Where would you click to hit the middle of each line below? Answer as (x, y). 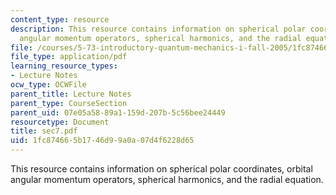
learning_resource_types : (64, 66)
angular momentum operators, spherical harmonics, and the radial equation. (167, 179)
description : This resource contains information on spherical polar (158, 29)
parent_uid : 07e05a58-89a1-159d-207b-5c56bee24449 (118, 112)
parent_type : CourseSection (69, 103)
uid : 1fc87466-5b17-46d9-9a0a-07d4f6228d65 (102, 141)
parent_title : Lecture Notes (71, 94)
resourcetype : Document (60, 122)
